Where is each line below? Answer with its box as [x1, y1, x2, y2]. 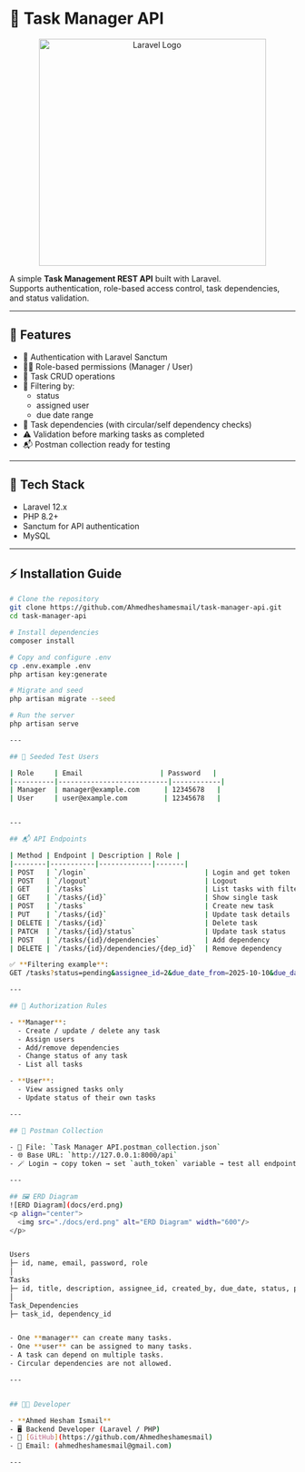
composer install [9, 636, 75, 646]
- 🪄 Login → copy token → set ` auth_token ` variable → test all [9, 1160, 261, 1169]
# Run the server [9, 711, 75, 720]
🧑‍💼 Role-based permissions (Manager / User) [22, 361, 193, 371]
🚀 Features [9, 327, 72, 343]
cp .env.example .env [9, 661, 92, 670]
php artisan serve [9, 719, 79, 728]
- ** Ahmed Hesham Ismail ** [9, 1416, 112, 1425]
